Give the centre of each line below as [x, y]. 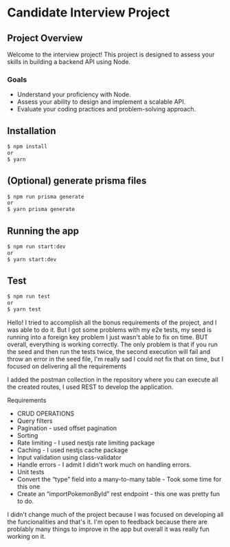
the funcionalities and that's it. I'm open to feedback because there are [107, 522]
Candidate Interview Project [89, 13]
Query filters [35, 421]
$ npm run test [29, 297]
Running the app [43, 231]
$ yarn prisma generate [41, 210]
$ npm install [27, 147]
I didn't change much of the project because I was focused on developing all [115, 515]
